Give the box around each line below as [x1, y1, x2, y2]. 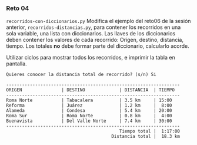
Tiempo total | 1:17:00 [119, 128, 181, 134]
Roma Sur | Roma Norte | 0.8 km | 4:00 [6, 113, 172, 119]
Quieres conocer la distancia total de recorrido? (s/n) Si [6, 72, 157, 78]
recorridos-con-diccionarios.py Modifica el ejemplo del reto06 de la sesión [6, 18, 191, 25]
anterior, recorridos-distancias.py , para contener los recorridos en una [6, 24, 181, 31]
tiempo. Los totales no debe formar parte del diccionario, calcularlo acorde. [6, 42, 189, 50]
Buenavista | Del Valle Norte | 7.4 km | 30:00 [6, 118, 172, 124]
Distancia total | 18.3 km [111, 134, 181, 140]
